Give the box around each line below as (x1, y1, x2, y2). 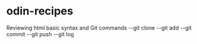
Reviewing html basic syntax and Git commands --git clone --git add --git (6, 24, 192, 31)
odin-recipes (6, 4, 73, 18)
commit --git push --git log (6, 30, 75, 37)
